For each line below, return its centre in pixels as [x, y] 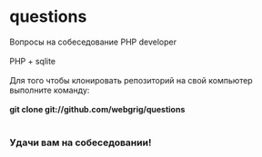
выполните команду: [50, 90]
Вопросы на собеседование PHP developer [93, 42]
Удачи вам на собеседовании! [81, 142]
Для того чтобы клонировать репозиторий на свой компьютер [131, 80]
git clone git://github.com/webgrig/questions [97, 109]
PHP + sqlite [33, 61]
